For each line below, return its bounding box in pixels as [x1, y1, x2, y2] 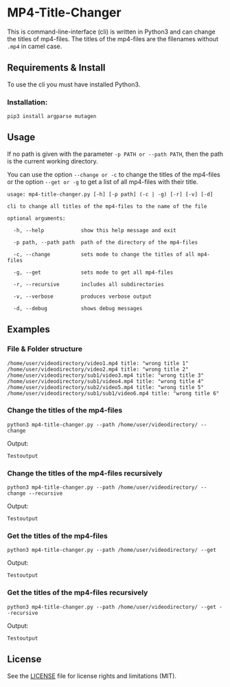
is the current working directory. [7, 156, 98, 165]
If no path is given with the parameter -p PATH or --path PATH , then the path [7, 150, 224, 158]
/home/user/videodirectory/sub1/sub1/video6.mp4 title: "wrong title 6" [7, 390, 220, 397]
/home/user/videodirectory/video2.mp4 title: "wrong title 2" [7, 366, 189, 373]
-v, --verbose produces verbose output [13, 293, 152, 300]
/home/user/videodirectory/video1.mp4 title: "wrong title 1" [7, 360, 189, 366]
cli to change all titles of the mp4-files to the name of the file [7, 202, 207, 210]
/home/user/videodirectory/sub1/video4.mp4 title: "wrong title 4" [7, 377, 205, 385]
